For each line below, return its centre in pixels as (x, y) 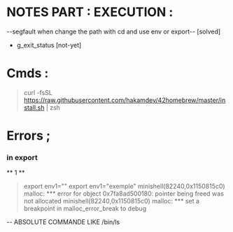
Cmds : (28, 73)
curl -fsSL (38, 92)
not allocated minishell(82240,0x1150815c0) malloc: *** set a (112, 201)
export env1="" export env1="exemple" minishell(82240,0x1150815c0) (124, 187)
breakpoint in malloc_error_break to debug (85, 209)
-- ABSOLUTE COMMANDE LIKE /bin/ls (63, 222)
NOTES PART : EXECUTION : (90, 12)
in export (22, 157)
